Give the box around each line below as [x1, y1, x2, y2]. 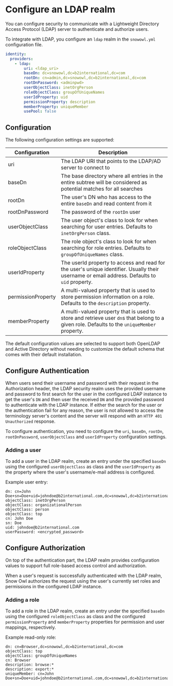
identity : [5, 51, 27, 57]
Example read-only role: [5, 634, 57, 641]
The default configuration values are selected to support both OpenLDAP [5, 340, 161, 347]
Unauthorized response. [5, 418, 56, 424]
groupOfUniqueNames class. [61, 251, 124, 258]
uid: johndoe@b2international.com [5, 525, 80, 530]
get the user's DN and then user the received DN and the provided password [5, 396, 164, 402]
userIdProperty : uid [24, 94, 68, 100]
